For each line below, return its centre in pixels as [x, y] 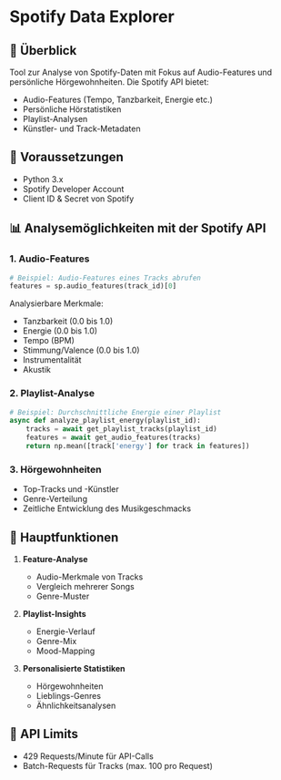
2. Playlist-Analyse [52, 394]
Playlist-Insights [54, 614]
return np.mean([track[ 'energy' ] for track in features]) [138, 446]
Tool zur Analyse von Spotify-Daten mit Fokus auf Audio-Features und [141, 72]
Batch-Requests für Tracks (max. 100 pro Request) [118, 765]
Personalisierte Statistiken [74, 669]
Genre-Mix [56, 641]
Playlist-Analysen [55, 119]
